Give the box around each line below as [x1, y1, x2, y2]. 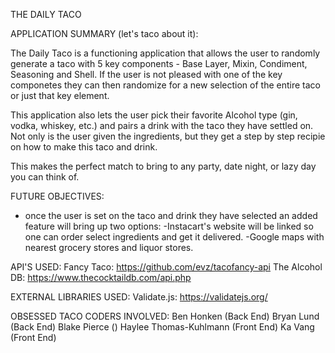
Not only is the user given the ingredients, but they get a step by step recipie [10, 130, 326, 142]
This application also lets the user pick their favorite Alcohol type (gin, [10, 109, 298, 121]
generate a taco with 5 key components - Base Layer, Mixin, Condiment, [10, 58, 308, 69]
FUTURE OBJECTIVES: [10, 190, 105, 202]
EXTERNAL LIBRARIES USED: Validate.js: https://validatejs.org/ [10, 291, 268, 303]
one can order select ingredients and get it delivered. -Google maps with [24, 231, 325, 243]
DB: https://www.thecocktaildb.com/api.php [10, 272, 192, 283]
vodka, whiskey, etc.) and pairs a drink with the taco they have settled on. [10, 120, 314, 131]
